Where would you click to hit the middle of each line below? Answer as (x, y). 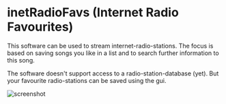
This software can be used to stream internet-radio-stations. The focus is (110, 46)
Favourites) (40, 27)
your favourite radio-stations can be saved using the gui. (87, 80)
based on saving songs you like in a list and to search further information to (113, 53)
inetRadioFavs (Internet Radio (93, 13)
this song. (21, 60)
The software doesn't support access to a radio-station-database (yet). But (113, 73)
